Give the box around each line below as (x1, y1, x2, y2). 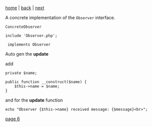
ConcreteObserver (5, 24, 42, 29)
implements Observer (7, 42, 51, 47)
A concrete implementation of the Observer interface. (5, 15, 116, 20)
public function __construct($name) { (5, 79, 87, 84)
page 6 (5, 116, 20, 121)
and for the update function (5, 97, 63, 103)
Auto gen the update (5, 51, 49, 57)
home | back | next (5, 5, 44, 11)
